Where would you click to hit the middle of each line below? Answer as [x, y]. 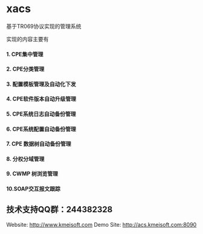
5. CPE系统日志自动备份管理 [41, 114]
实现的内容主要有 [27, 39]
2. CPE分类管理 [25, 69]
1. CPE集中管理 [25, 54]
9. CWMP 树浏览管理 [32, 174]
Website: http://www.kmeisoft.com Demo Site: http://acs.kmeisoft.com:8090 [101, 224]
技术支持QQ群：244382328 [60, 210]
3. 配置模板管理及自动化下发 [41, 84]
